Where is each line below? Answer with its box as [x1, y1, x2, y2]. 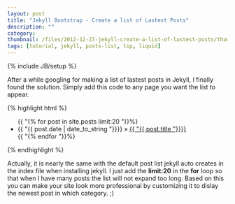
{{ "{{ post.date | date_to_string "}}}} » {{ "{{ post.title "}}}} [17, 125, 187, 133]
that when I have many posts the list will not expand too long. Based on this [7, 174, 225, 182]
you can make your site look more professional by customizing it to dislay [7, 182, 219, 189]
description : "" [7, 23, 55, 30]
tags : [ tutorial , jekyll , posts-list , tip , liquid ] [7, 43, 161, 50]
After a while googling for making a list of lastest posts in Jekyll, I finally [7, 75, 214, 84]
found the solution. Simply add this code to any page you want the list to [7, 83, 215, 91]
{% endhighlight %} [7, 146, 64, 154]
